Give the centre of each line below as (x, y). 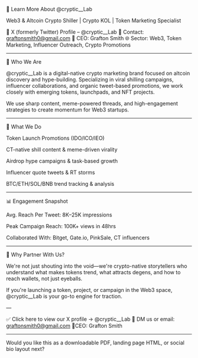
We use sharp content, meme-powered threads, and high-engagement (92, 104)
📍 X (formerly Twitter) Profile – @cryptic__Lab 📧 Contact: (75, 32)
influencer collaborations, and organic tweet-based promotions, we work (95, 86)
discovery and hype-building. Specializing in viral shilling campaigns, (90, 79)
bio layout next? (25, 349)
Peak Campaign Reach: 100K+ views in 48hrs (61, 226)
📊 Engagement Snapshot (37, 201)
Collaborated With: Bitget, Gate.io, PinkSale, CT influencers (78, 238)
